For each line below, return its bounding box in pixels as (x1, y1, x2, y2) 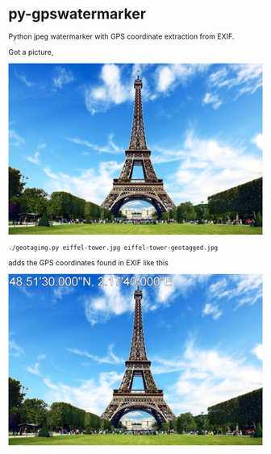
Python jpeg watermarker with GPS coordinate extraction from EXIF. (8, 31, 235, 41)
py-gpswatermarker (8, 5, 147, 23)
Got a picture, (8, 47, 54, 56)
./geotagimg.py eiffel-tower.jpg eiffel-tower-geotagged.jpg (8, 244, 219, 252)
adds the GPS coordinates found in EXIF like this (8, 258, 169, 268)
